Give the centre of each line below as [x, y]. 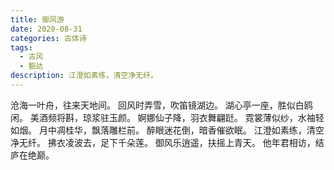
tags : [21, 47]
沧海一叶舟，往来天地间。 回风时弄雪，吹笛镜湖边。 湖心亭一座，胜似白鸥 [161, 105]
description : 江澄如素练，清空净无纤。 [84, 76]
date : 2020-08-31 [46, 29]
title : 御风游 [37, 19]
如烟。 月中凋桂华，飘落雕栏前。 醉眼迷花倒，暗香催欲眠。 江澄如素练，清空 [167, 130]
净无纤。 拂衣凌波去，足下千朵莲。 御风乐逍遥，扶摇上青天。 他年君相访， [163, 142]
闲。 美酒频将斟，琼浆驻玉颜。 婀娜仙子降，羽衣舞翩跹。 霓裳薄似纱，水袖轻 [167, 117]
